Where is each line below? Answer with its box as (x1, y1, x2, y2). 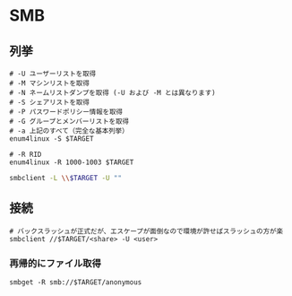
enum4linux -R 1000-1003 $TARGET (9, 158, 134, 167)
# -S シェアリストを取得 (9, 98, 90, 107)
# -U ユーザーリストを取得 (9, 69, 97, 78)
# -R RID (9, 150, 42, 159)
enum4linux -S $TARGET (9, 135, 94, 144)
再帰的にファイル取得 (9, 257, 101, 269)
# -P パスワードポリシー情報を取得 (9, 108, 124, 117)
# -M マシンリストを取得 (9, 79, 90, 88)
